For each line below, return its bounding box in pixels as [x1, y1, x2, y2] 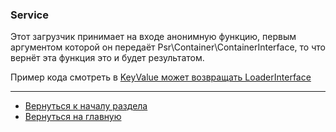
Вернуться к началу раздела [24, 100, 148, 112]
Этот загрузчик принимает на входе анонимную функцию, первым [10, 31, 297, 43]
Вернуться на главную [24, 111, 122, 123]
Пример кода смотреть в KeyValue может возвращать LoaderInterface [10, 71, 312, 83]
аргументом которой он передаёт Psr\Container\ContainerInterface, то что [10, 41, 326, 53]
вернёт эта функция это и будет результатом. [10, 52, 205, 64]
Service [10, 8, 49, 22]
